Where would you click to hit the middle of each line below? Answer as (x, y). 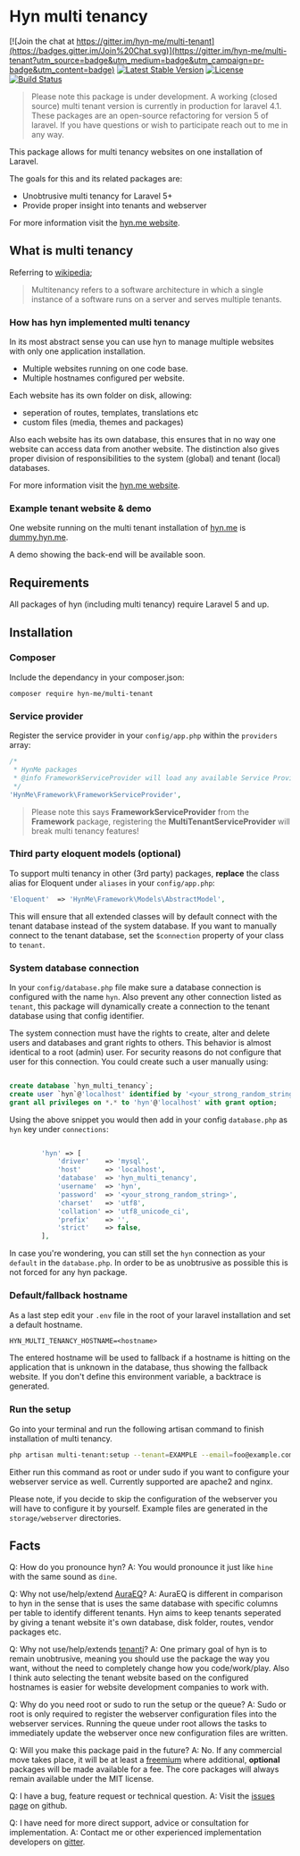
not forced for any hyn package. (68, 1272)
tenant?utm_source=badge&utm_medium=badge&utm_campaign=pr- (137, 60)
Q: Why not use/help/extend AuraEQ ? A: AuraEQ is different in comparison (146, 1594)
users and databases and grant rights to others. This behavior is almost (141, 1042)
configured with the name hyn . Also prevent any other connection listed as (146, 996)
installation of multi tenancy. (61, 1438)
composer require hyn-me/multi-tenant (81, 693)
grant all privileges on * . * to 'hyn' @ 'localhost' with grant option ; (143, 1102)
